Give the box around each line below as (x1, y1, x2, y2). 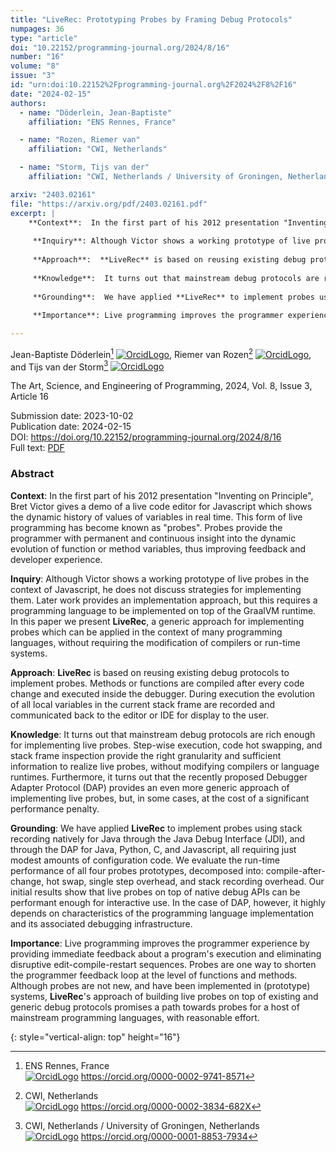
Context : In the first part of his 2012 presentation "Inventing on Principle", (10, 489, 314, 501)
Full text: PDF (10, 442, 65, 454)
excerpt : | (10, 208, 56, 218)
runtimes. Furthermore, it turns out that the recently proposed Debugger (10, 771, 308, 783)
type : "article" (10, 33, 78, 43)
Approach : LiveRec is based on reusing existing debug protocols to (10, 666, 290, 678)
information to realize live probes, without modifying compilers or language (10, 760, 320, 772)
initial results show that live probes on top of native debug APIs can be (10, 886, 301, 898)
